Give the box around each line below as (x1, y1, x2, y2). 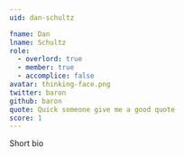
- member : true (17, 63, 75, 72)
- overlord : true (17, 55, 83, 64)
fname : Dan (9, 29, 51, 39)
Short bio (9, 138, 44, 149)
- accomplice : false (17, 71, 95, 81)
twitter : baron (9, 87, 67, 97)
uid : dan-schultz (9, 13, 75, 23)
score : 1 (9, 114, 42, 123)
